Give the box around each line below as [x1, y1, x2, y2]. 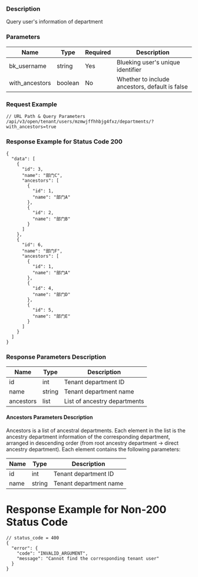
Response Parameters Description [6, 353, 107, 361]
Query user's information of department [6, 18, 103, 25]
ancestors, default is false [117, 82, 189, 90]
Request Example [6, 100, 57, 108]
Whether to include [117, 75, 170, 83]
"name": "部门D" [32, 291, 71, 298]
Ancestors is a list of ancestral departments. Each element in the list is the [6, 427, 186, 434]
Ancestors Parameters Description [6, 414, 93, 421]
